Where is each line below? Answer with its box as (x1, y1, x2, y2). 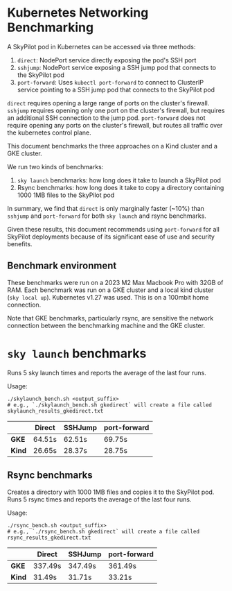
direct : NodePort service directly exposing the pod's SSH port (17, 55, 197, 64)
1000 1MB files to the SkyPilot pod (17, 191, 115, 199)
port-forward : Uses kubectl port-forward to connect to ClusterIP (17, 78, 204, 86)
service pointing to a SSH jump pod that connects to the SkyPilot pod (17, 85, 215, 94)
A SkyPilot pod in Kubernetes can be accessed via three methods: (7, 42, 196, 51)
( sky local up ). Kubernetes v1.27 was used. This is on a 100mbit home (7, 293, 209, 301)
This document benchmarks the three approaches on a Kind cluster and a (7, 142, 218, 150)
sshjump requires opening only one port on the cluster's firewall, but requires (7, 106, 225, 114)
